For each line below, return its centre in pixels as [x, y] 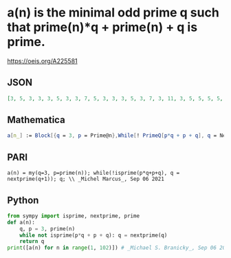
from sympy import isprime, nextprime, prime [73, 216]
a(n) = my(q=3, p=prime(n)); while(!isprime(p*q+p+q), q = [93, 173]
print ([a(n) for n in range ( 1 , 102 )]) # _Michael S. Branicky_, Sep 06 [112, 248]
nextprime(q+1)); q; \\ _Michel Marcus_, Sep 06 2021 [86, 179]
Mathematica [36, 120]
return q [32, 241]
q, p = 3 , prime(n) [47, 228]
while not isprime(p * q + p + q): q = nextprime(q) [93, 235]
